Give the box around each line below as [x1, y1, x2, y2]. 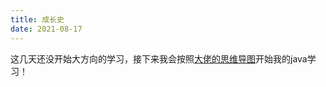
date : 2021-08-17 [10, 24, 83, 34]
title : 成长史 [10, 14, 65, 25]
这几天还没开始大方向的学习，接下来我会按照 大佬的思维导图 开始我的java [10, 52, 308, 65]
